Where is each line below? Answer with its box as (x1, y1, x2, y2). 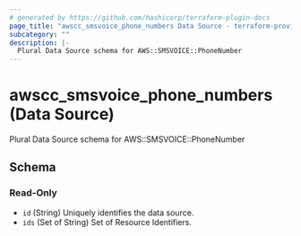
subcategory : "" (9, 30, 70, 39)
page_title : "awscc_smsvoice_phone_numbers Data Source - (9, 22, 230, 31)
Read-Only (9, 187, 58, 199)
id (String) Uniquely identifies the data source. (21, 207, 194, 218)
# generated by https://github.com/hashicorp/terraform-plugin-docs (9, 13, 271, 22)
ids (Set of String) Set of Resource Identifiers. (21, 216, 193, 227)
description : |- (9, 38, 70, 48)
